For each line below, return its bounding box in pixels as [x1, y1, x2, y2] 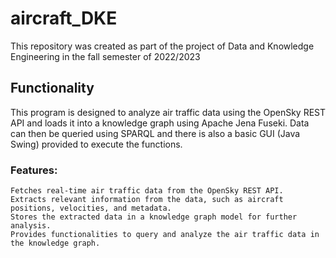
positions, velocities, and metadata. [10, 203, 172, 214]
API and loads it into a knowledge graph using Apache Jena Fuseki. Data [10, 117, 310, 129]
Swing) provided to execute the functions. [10, 138, 183, 150]
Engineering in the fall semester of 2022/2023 [10, 50, 201, 62]
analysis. [10, 221, 52, 231]
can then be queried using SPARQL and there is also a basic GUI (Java [10, 127, 301, 139]
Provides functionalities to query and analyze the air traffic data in [10, 230, 320, 240]
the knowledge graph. [10, 238, 101, 249]
